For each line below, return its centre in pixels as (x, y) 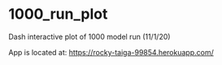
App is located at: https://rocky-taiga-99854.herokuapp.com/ (111, 52)
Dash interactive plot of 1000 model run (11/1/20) (89, 37)
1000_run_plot (58, 14)
